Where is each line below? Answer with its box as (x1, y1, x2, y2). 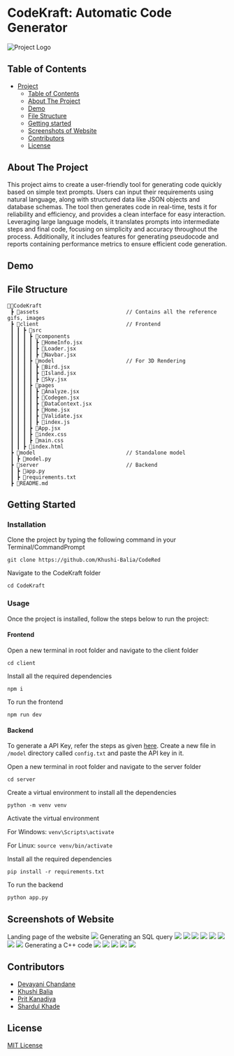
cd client (7, 659, 36, 666)
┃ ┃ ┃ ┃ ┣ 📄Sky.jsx (10, 376, 68, 383)
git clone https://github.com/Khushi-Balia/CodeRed (7, 556, 161, 564)
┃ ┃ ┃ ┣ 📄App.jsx (10, 425, 61, 432)
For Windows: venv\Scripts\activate (7, 828, 115, 836)
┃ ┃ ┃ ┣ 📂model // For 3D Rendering (10, 357, 187, 365)
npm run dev (7, 711, 42, 718)
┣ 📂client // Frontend (10, 321, 161, 328)
